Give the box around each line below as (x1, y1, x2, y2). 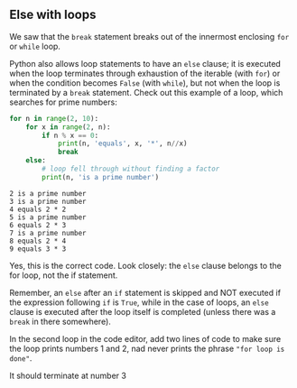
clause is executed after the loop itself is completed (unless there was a (9, 306, 276, 317)
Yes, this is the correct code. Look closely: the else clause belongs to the (9, 260, 282, 271)
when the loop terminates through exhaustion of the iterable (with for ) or (9, 68, 281, 79)
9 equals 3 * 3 (9, 244, 67, 254)
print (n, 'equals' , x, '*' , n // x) (57, 139, 188, 148)
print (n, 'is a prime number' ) (42, 172, 160, 181)
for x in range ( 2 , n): (25, 122, 111, 132)
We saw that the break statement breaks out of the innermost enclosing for (9, 31, 290, 42)
